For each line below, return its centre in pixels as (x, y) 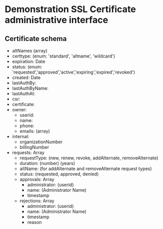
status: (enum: (27, 67)
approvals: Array (37, 179)
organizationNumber (41, 142)
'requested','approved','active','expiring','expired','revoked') (73, 72)
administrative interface (56, 20)
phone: (27, 126)
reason (34, 222)
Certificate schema (36, 39)
